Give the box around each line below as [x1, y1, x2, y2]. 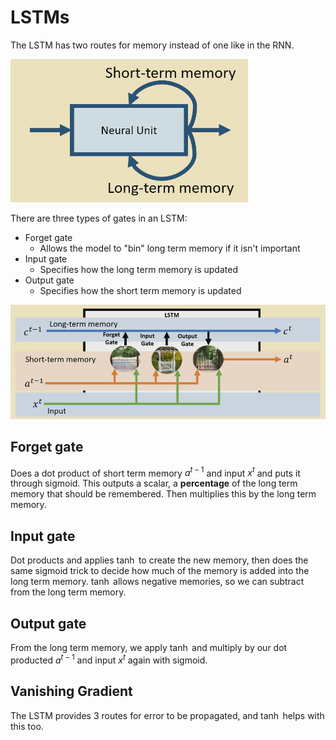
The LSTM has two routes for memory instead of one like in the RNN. [10, 39, 295, 51]
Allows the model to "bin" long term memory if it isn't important [39, 242, 301, 254]
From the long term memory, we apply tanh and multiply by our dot [10, 642, 288, 654]
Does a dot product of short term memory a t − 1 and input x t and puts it [10, 465, 301, 479]
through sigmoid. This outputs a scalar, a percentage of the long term [10, 477, 298, 490]
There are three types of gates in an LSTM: [10, 212, 188, 224]
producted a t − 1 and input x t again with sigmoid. [10, 652, 208, 666]
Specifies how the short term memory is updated [39, 284, 242, 296]
